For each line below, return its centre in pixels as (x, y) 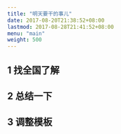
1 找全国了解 (34, 70)
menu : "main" (26, 33)
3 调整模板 (30, 122)
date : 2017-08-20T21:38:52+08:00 (56, 20)
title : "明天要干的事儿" (40, 14)
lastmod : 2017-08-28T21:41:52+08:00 (60, 27)
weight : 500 (24, 40)
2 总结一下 (30, 96)
